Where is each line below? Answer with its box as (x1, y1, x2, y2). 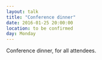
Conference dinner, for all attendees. (6, 47, 97, 54)
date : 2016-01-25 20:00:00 (6, 20, 73, 26)
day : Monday (6, 31, 36, 37)
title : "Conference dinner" (6, 14, 76, 20)
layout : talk (6, 8, 39, 15)
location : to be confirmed (6, 25, 73, 31)
